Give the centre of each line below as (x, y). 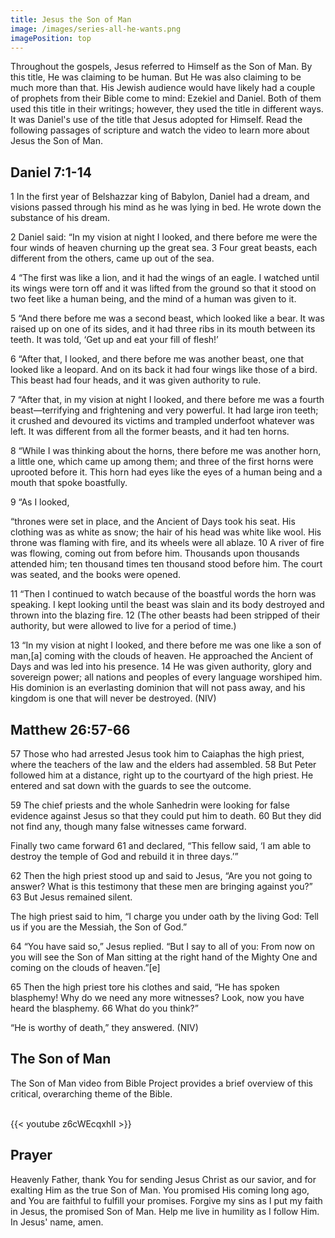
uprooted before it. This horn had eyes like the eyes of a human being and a (166, 472)
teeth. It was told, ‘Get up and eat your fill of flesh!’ (114, 340)
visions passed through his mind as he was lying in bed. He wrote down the (166, 207)
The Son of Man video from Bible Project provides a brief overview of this (162, 1083)
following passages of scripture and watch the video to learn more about (160, 130)
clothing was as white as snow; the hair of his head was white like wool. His (166, 532)
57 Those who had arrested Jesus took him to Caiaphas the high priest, (157, 754)
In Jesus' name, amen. (57, 1222)
